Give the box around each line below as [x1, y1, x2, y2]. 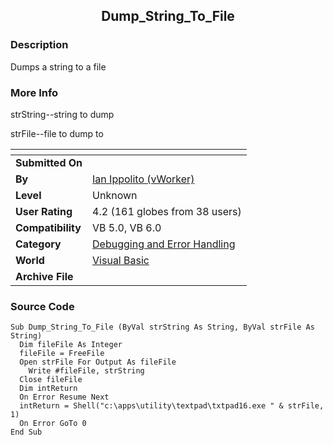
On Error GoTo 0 [19, 419, 87, 429]
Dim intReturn [19, 384, 78, 394]
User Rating [15, 204, 73, 218]
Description [10, 38, 69, 52]
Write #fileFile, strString [28, 366, 145, 376]
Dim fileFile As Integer [19, 340, 123, 350]
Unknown [92, 188, 138, 202]
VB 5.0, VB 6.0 [92, 220, 162, 234]
